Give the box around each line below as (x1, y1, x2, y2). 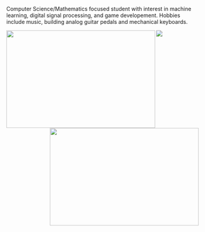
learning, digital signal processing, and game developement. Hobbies (6, 12, 181, 19)
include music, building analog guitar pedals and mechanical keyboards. (6, 18, 188, 25)
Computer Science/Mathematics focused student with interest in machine (6, 6, 192, 12)
